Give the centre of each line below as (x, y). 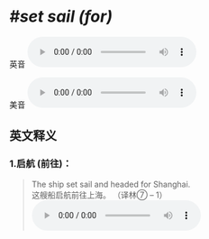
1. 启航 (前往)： (41, 164)
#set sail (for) (61, 17)
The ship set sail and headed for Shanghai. (111, 184)
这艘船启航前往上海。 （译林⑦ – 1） (99, 195)
